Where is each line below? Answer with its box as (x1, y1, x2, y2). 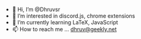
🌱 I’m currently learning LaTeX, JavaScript (12, 19, 118, 26)
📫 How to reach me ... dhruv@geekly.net (12, 26, 117, 33)
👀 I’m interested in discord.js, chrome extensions (12, 12, 135, 19)
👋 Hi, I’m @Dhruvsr (12, 6, 60, 13)
